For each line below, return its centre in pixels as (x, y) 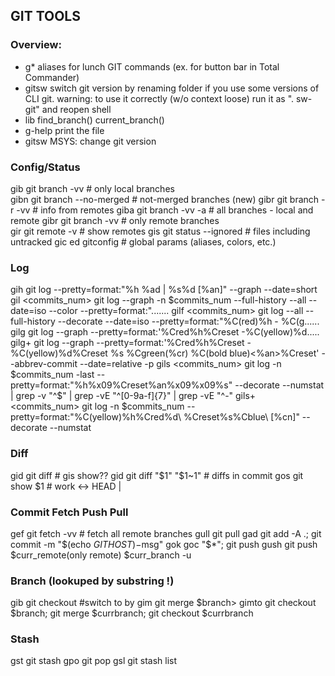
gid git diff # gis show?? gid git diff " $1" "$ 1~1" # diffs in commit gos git (157, 475)
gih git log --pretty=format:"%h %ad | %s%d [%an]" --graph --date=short (164, 290)
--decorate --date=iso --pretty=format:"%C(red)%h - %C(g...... (188, 321)
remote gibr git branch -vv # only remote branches (115, 220)
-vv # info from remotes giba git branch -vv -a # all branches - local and (165, 210)
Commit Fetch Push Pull (69, 512)
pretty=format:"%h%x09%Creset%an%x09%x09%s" (121, 385)
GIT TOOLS (45, 16)
